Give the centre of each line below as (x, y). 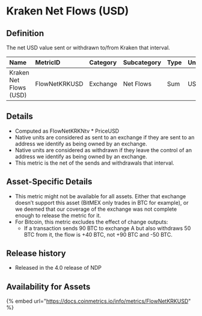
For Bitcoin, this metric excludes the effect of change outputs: (91, 222)
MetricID (48, 62)
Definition (25, 33)
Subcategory (142, 62)
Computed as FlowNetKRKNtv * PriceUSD (67, 131)
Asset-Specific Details (49, 182)
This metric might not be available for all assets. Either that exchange (100, 196)
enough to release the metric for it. (58, 215)
